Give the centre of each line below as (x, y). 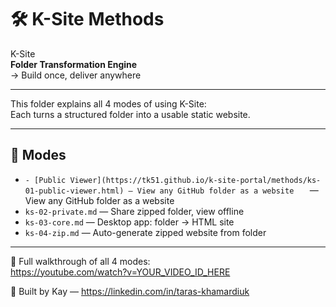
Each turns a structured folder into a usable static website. (130, 114)
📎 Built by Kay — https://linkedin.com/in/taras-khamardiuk (130, 291)
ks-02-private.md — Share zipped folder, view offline (134, 211)
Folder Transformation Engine (74, 64)
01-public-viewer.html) (74, 191)
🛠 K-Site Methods (87, 19)
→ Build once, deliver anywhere (76, 75)
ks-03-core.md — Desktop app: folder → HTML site (129, 222)
